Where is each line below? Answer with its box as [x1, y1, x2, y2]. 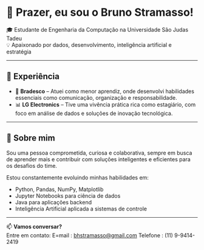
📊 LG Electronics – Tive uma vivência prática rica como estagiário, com [15, 100, 196, 108]
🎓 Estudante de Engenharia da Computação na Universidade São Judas [6, 26, 189, 33]
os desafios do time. [6, 162, 58, 169]
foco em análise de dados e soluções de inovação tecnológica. [15, 109, 173, 117]
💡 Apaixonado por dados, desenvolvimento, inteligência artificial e [6, 41, 172, 48]
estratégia [6, 48, 32, 55]
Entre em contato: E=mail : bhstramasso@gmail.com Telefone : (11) [6, 231, 173, 239]
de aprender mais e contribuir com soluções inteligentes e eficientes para [6, 155, 191, 163]
